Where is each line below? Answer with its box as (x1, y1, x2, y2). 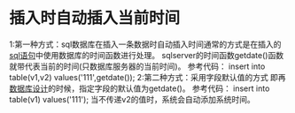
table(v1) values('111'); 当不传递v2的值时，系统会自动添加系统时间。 (9, 94, 255, 104)
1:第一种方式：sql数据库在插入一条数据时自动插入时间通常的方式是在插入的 (9, 39, 282, 49)
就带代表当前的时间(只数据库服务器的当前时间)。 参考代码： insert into (9, 61, 266, 72)
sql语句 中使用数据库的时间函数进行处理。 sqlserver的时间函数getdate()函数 (9, 49, 284, 60)
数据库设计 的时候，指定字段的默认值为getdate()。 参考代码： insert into (9, 83, 270, 94)
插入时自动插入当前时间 (9, 8, 181, 28)
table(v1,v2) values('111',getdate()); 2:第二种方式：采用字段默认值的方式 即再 (9, 72, 286, 82)
